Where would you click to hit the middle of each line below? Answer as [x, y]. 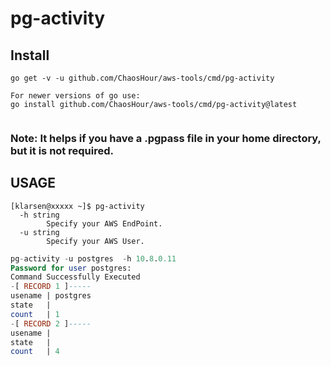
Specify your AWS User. [95, 241]
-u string [39, 232]
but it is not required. [62, 150]
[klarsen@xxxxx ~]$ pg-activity [77, 206]
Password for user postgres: [71, 268]
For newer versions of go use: [75, 96]
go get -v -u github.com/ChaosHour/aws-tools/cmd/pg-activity [142, 78]
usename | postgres [51, 296]
